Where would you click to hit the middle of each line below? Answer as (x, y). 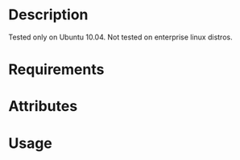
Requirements (56, 70)
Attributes (43, 107)
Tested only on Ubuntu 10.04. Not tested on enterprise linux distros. (120, 37)
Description (48, 15)
